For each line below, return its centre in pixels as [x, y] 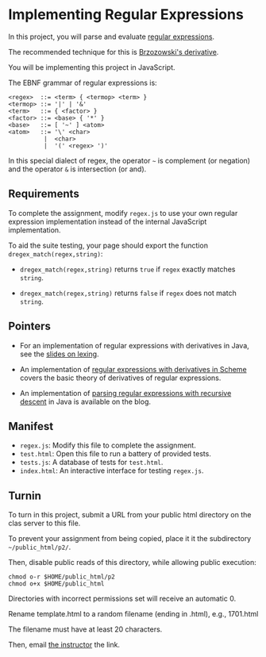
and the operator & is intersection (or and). [77, 169]
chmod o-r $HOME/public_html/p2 [62, 577]
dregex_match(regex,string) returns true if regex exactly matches [127, 269]
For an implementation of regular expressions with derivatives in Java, [135, 345]
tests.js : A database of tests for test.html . [91, 463]
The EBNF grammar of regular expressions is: [83, 83]
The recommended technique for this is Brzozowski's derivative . [114, 52]
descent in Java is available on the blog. [85, 401]
